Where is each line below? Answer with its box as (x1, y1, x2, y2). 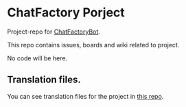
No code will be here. (7, 53, 67, 62)
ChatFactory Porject (7, 5, 125, 21)
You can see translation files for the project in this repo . (7, 92, 164, 100)
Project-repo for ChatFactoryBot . (7, 27, 101, 36)
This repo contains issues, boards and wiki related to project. (7, 40, 180, 49)
